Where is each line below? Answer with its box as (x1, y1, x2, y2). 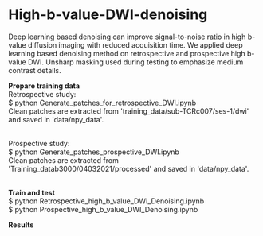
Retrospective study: (8, 89, 77, 99)
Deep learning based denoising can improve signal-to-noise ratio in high (8, 32, 246, 41)
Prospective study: (8, 138, 70, 148)
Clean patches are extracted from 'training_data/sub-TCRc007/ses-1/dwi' (8, 106, 249, 116)
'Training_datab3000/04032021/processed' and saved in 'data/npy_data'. (8, 164, 249, 173)
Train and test (8, 188, 56, 197)
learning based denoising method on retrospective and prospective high (8, 48, 245, 58)
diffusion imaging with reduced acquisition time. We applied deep (27, 40, 243, 49)
